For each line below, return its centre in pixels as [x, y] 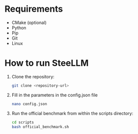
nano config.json [29, 104]
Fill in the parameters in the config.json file [55, 95]
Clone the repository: [33, 76]
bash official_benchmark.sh [40, 127]
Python [19, 27]
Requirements [34, 9]
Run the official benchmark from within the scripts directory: [72, 113]
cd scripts [23, 122]
